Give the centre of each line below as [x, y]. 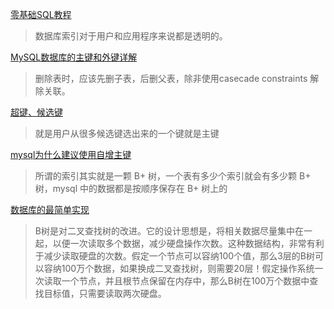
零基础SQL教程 [41, 14]
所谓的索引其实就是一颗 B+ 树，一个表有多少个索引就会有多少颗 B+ [173, 176]
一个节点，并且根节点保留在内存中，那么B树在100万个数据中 [185, 281]
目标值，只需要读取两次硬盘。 [105, 293]
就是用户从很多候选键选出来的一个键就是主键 [127, 133]
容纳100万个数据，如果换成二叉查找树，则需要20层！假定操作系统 [179, 268]
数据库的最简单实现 [50, 209]
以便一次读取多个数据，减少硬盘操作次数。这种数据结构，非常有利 [188, 243]
